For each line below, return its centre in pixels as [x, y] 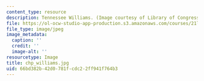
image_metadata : [27, 35]
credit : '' [25, 46]
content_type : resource [36, 12]
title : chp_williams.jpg [38, 63]
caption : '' [27, 40]
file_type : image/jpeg [35, 29]
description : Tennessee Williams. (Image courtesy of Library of [90, 18]
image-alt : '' [29, 52]
